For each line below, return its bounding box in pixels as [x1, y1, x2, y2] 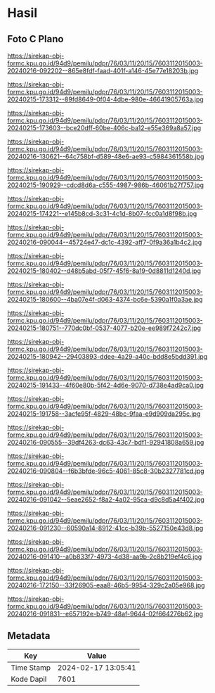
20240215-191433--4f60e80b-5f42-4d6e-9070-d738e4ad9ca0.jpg [7, 381, 204, 389]
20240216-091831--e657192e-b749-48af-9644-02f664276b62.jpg [7, 610, 204, 618]
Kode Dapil [11, 674, 47, 684]
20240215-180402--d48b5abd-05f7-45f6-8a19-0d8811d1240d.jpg [7, 267, 202, 275]
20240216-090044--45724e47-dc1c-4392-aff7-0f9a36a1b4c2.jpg [7, 238, 202, 246]
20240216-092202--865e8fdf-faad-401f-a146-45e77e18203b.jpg [7, 67, 199, 75]
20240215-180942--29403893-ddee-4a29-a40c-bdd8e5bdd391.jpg [7, 352, 208, 360]
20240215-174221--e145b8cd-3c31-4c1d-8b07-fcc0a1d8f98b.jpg [7, 210, 197, 217]
